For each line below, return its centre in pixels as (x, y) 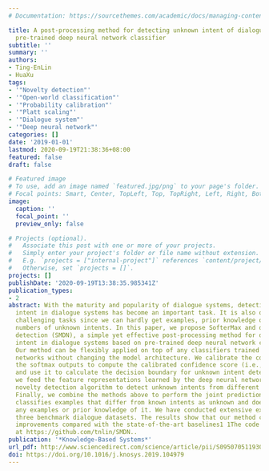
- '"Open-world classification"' (64, 97)
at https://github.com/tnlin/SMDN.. (76, 432)
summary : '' (28, 53)
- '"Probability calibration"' (60, 105)
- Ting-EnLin (30, 68)
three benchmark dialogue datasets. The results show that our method (136, 417)
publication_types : (41, 290)
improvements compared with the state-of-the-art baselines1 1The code (138, 425)
